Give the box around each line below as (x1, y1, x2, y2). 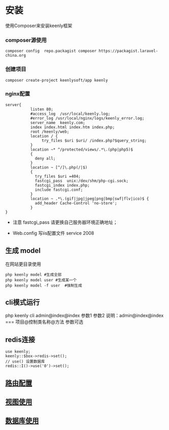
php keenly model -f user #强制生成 (5, 283, 82, 288)
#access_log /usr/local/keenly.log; (30, 111, 110, 116)
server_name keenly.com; (30, 120, 86, 125)
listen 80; (30, 107, 53, 112)
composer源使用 (5, 36, 47, 43)
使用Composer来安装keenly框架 (5, 22, 72, 29)
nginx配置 (5, 90, 31, 98)
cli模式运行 (5, 298, 40, 307)
